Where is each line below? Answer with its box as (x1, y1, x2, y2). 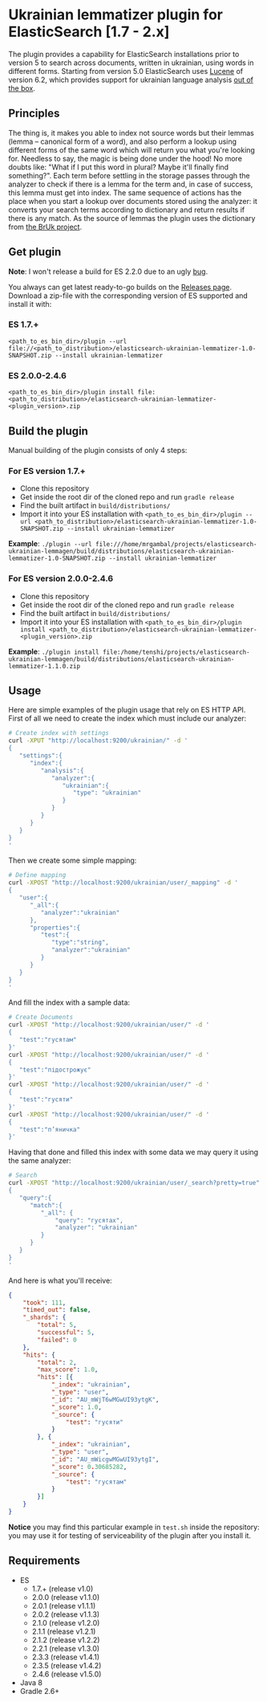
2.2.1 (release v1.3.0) (31, 1643, 100, 1653)
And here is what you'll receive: (8, 1275, 112, 1285)
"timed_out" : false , (22, 1306, 91, 1314)
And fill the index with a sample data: (8, 998, 131, 1007)
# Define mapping (8, 871, 67, 880)
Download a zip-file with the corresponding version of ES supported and (8, 291, 249, 300)
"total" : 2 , (37, 1358, 78, 1366)
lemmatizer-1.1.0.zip (8, 662, 81, 670)
